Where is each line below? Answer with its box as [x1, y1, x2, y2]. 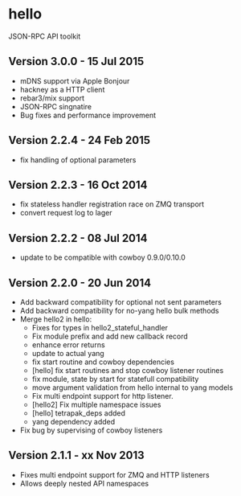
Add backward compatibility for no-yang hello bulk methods [19, 306, 219, 315]
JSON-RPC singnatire [19, 101, 92, 111]
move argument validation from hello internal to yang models [31, 383, 234, 392]
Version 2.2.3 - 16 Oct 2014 [8, 178, 148, 191]
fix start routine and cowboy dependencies [31, 357, 175, 367]
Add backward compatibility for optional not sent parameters [19, 297, 223, 306]
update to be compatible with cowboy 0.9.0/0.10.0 [19, 252, 186, 262]
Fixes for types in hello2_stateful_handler [31, 323, 169, 332]
